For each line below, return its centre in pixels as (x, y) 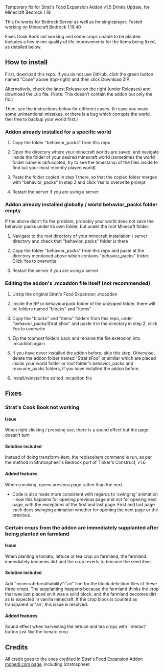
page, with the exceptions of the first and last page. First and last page (83, 504)
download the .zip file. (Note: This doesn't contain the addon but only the (79, 94)
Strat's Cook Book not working (42, 407)
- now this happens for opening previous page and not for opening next (84, 499)
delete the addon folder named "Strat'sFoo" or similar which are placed (84, 358)
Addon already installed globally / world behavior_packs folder (81, 204)
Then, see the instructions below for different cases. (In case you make (77, 109)
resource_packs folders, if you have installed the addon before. (76, 368)
